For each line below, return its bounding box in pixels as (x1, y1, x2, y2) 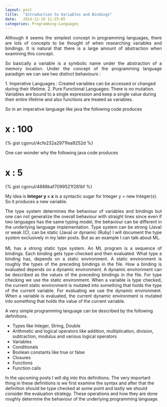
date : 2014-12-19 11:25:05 (5, 16, 66, 21)
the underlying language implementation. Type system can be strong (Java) (5, 224, 162, 230)
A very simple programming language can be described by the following (5, 308, 153, 314)
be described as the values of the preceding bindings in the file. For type (5, 272, 162, 278)
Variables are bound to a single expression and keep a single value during (5, 91, 157, 97)
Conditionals (12, 344, 38, 350)
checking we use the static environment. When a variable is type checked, (5, 277, 162, 283)
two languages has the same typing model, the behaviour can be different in (5, 219, 162, 225)
